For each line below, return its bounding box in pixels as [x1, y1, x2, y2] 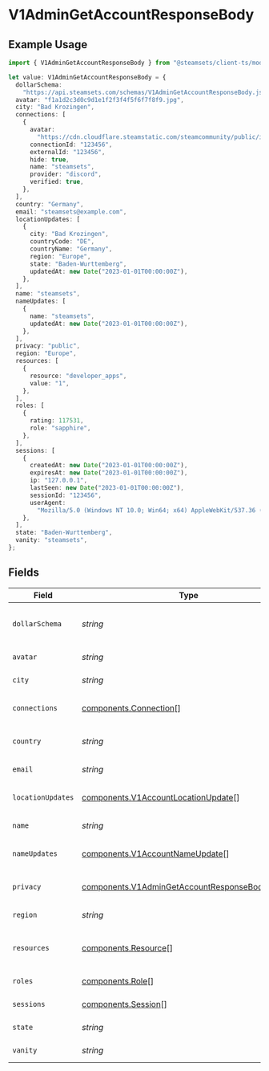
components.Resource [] [81, 942, 174, 953]
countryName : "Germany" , [29, 245, 113, 253]
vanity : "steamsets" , [15, 536, 88, 544]
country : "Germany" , [15, 200, 84, 208]
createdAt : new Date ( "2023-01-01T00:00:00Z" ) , [29, 462, 188, 470]
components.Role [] [81, 975, 155, 987]
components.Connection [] [81, 702, 182, 714]
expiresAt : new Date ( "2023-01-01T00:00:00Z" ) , [29, 469, 188, 477]
